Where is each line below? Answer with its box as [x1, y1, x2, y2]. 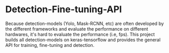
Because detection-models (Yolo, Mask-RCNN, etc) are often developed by [5, 20, 164, 26]
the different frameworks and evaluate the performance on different [5, 25, 149, 32]
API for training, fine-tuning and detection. [5, 42, 95, 48]
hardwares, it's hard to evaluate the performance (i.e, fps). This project [5, 31, 155, 37]
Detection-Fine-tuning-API [5, 4, 122, 15]
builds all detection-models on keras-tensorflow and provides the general [5, 37, 161, 43]
